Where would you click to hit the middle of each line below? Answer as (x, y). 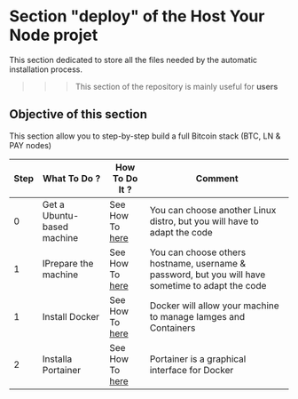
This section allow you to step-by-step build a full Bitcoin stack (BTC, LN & (145, 136)
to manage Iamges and (197, 316)
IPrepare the (68, 263)
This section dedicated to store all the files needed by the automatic (133, 60)
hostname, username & (198, 263)
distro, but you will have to (204, 221)
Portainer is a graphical (198, 359)
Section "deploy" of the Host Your (137, 16)
